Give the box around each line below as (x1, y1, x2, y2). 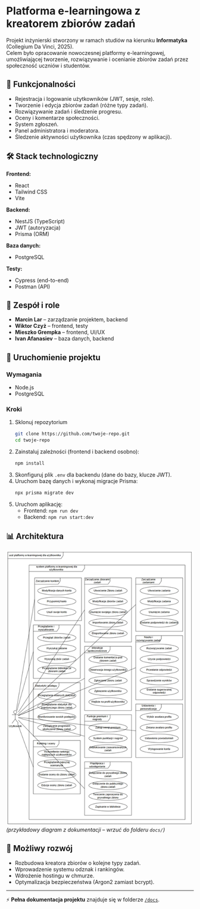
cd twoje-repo (14, 437, 50, 443)
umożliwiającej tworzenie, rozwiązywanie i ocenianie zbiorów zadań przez (6, 56, 189, 63)
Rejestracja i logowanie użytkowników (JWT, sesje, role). (14, 95, 155, 102)
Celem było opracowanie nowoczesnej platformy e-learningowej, (6, 49, 165, 56)
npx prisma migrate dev (14, 490, 74, 496)
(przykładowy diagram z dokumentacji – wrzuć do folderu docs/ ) (6, 826, 165, 833)
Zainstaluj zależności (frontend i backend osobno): (14, 448, 140, 455)
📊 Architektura (6, 532, 64, 542)
